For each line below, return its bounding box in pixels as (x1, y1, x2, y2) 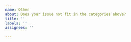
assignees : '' (5, 25, 34, 30)
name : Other (5, 7, 29, 12)
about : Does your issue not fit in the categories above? (5, 12, 126, 17)
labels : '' (5, 21, 27, 26)
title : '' (5, 16, 26, 21)
